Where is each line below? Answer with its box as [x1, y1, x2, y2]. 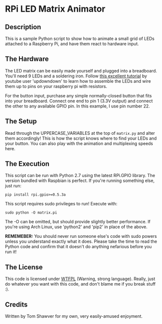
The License [5, 263, 43, 271]
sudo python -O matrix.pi [5, 210, 57, 215]
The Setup [5, 117, 37, 126]
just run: [5, 183, 22, 189]
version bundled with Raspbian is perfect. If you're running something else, [5, 178, 155, 183]
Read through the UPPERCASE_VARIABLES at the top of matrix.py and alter [5, 130, 155, 136]
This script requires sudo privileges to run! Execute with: [5, 201, 118, 207]
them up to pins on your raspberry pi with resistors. [5, 83, 107, 89]
